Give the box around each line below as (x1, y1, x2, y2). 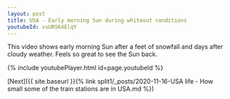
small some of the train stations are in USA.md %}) (7, 85, 155, 93)
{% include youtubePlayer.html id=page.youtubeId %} (7, 64, 164, 72)
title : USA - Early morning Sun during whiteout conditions (7, 17, 188, 24)
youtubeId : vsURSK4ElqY (7, 23, 77, 30)
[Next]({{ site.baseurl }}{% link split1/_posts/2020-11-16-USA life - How (7, 77, 213, 86)
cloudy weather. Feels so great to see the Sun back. (7, 50, 158, 58)
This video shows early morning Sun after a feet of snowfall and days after (7, 43, 224, 51)
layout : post (7, 10, 46, 18)
